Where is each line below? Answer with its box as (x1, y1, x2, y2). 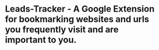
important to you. (5, 34, 77, 46)
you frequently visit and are (5, 24, 119, 35)
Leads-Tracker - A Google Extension (5, 3, 155, 15)
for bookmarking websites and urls (5, 14, 149, 25)
